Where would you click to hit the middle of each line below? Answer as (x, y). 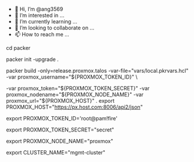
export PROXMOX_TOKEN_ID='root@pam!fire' (62, 118)
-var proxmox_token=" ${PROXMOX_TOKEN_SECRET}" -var (78, 88)
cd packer (18, 48)
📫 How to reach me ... (42, 34)
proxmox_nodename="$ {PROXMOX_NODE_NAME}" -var (75, 95)
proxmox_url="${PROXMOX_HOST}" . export (60, 101)
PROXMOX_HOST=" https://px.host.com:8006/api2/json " (74, 107)
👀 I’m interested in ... (39, 15)
